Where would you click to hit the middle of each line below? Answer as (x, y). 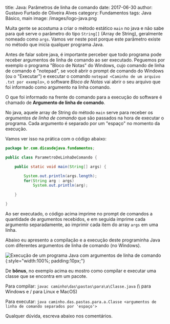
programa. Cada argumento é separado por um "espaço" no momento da (83, 123)
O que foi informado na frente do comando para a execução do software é (84, 97)
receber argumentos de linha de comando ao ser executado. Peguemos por (85, 60)
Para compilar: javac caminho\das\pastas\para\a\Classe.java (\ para (78, 286)
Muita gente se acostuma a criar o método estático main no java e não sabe (85, 28)
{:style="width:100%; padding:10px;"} (45, 261)
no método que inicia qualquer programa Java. (55, 45)
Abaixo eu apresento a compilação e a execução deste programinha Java (83, 240)
